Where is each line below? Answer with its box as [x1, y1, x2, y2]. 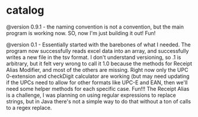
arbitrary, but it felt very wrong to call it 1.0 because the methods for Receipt [6, 60, 193, 67]
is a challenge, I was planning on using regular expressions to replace [6, 91, 176, 99]
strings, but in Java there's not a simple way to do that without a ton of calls [6, 97, 191, 105]
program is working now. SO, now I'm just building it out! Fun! [6, 29, 156, 36]
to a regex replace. [6, 104, 52, 111]
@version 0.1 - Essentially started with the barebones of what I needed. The [6, 41, 191, 48]
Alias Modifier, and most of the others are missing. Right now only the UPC [6, 66, 189, 73]
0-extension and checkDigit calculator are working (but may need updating [6, 72, 190, 80]
